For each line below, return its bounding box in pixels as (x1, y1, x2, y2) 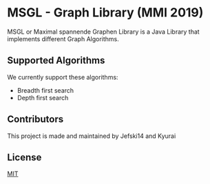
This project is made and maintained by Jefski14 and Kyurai (7, 132, 176, 140)
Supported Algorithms (7, 55, 105, 67)
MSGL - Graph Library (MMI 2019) (7, 5, 204, 21)
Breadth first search (17, 86, 74, 94)
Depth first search (17, 93, 69, 102)
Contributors (7, 113, 64, 125)
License (7, 151, 42, 163)
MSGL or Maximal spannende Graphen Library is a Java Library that (7, 27, 200, 36)
